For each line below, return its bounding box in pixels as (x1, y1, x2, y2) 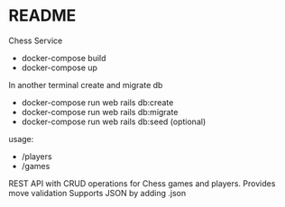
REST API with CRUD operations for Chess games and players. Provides (8, 177, 276, 189)
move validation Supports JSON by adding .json (8, 187, 187, 198)
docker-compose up (21, 62, 98, 73)
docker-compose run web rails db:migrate (21, 106, 179, 117)
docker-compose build (21, 52, 106, 63)
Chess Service (8, 35, 63, 46)
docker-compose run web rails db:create (21, 96, 174, 108)
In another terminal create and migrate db (8, 79, 163, 90)
